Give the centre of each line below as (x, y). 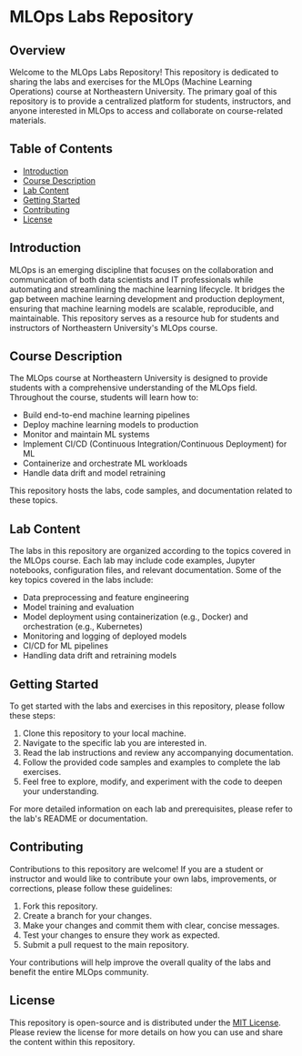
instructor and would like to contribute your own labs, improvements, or (143, 879)
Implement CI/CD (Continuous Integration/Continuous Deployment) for (155, 444)
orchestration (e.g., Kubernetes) (83, 627)
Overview (38, 50)
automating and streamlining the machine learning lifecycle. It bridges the (147, 289)
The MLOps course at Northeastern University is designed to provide (139, 378)
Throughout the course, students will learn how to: (104, 397)
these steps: (33, 716)
